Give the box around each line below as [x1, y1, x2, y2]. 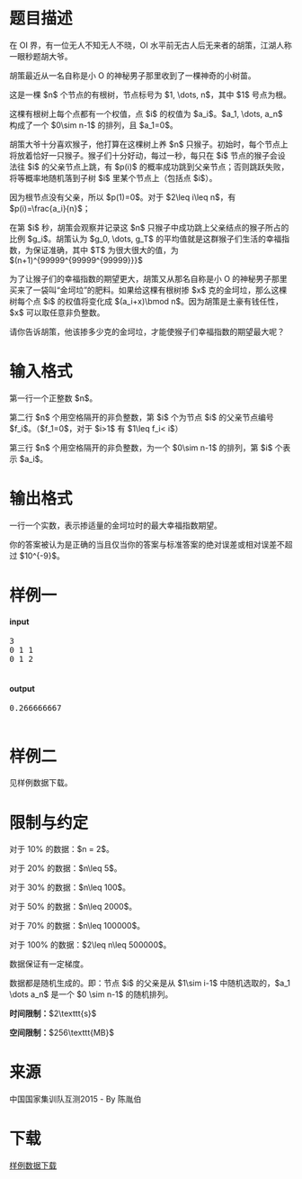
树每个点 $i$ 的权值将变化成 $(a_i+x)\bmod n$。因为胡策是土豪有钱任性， [9, 295, 284, 306]
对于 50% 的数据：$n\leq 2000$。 [9, 902, 138, 912]
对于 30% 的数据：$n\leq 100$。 [9, 882, 131, 893]
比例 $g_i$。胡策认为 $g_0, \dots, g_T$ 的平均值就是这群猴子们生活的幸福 [9, 233, 282, 244]
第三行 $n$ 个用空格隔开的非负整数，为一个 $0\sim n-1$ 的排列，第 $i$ [9, 442, 273, 453]
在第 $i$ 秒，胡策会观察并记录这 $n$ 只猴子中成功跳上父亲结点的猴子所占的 [9, 222, 289, 232]
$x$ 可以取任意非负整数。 [9, 307, 105, 318]
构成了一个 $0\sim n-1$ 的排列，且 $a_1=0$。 [9, 119, 178, 131]
